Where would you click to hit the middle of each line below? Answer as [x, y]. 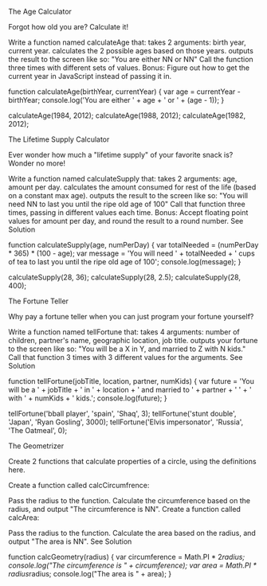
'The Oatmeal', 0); [38, 430]
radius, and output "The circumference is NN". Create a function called [125, 509]
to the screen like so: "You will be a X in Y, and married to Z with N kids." [127, 349]
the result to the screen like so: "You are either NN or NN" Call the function [131, 59]
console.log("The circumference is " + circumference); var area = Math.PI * [132, 565]
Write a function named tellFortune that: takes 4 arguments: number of [124, 332]
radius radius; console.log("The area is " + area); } [90, 574]
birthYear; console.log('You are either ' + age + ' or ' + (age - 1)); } [116, 100]
